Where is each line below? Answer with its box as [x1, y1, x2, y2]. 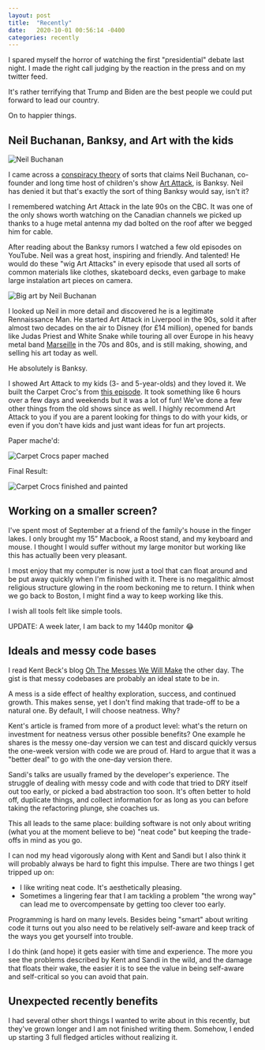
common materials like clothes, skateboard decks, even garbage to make [8, 267, 246, 277]
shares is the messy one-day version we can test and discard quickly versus [8, 738, 257, 747]
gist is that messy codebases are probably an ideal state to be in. [8, 673, 219, 683]
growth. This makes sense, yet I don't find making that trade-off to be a [8, 697, 241, 706]
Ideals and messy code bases [8, 644, 157, 658]
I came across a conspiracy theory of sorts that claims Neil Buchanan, [8, 170, 236, 180]
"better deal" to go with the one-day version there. [8, 754, 173, 764]
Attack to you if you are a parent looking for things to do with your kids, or [8, 412, 248, 422]
